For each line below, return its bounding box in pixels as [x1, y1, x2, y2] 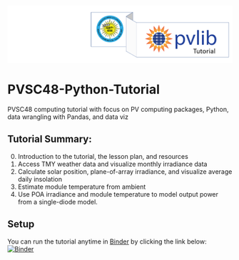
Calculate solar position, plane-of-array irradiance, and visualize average [17, 167, 233, 176]
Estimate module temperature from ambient [17, 182, 146, 191]
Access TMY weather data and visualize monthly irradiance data [17, 160, 208, 168]
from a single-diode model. [17, 197, 98, 206]
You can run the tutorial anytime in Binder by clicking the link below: [7, 237, 207, 246]
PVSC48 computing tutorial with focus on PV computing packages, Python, [7, 105, 230, 114]
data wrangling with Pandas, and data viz [7, 113, 128, 121]
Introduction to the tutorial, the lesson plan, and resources [17, 152, 189, 160]
